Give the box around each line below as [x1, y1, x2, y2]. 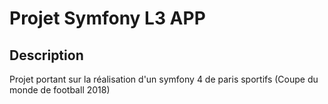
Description [9, 47, 84, 64]
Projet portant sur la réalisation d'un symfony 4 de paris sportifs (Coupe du [9, 73, 319, 85]
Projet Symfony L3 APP [9, 7, 206, 30]
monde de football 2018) [9, 84, 111, 96]
